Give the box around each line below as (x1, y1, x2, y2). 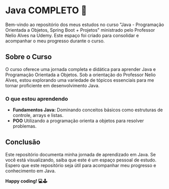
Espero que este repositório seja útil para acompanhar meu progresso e (5, 162, 157, 168)
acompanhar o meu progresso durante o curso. (5, 38, 105, 44)
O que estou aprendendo (5, 95, 68, 102)
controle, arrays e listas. (12, 112, 64, 119)
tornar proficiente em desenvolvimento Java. (5, 82, 100, 88)
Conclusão (5, 138, 41, 147)
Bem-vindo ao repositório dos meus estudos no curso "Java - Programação (5, 21, 164, 28)
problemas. (12, 123, 37, 129)
